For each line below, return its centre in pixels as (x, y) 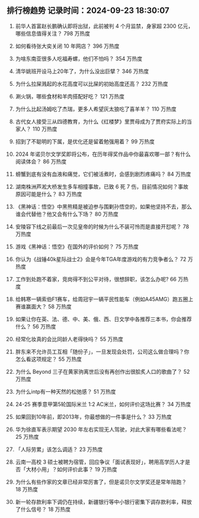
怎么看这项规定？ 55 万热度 (49, 359)
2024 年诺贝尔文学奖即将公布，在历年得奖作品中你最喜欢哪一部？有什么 (103, 154)
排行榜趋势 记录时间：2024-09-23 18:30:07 (88, 11)
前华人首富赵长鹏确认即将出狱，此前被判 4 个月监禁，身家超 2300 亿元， (104, 26)
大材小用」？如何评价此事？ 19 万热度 (72, 469)
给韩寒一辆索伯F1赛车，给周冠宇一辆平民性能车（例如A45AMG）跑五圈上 (104, 299)
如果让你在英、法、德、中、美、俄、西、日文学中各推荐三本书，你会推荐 (103, 319)
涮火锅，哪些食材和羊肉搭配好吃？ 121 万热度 (70, 96)
